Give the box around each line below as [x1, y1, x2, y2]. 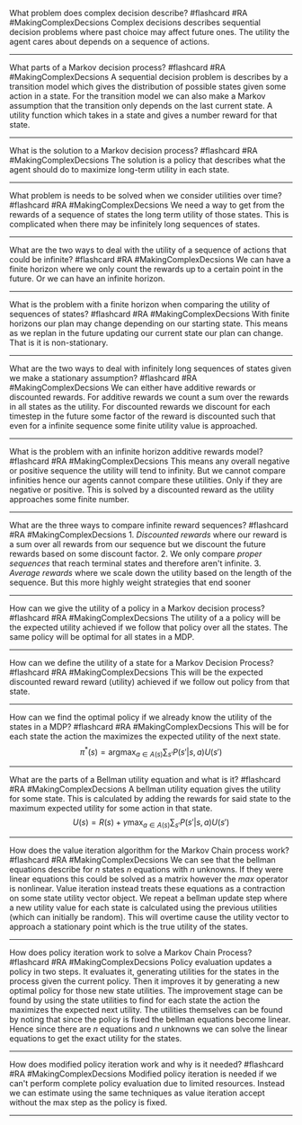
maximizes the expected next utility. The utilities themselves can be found [9, 1005, 283, 1015]
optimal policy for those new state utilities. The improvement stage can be [9, 986, 283, 997]
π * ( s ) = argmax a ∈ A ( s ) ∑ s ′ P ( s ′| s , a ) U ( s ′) [79, 745, 223, 759]
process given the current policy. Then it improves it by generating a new [9, 976, 280, 987]
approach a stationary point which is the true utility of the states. [9, 921, 249, 933]
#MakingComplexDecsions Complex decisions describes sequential [9, 17, 261, 28]
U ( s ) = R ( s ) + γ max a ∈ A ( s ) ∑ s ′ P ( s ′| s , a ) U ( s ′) [72, 817, 230, 830]
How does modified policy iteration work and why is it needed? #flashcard [9, 1059, 285, 1070]
